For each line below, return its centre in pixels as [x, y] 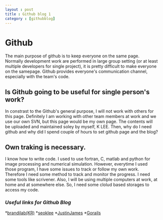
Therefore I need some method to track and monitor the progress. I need [78, 174]
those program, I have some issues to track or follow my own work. [72, 169]
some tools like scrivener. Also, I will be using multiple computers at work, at [81, 179]
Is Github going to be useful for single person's [77, 92]
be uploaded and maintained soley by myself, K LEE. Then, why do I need [78, 127]
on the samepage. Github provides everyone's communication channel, [76, 71]
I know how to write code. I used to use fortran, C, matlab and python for [78, 159]
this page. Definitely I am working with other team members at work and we [81, 117]
